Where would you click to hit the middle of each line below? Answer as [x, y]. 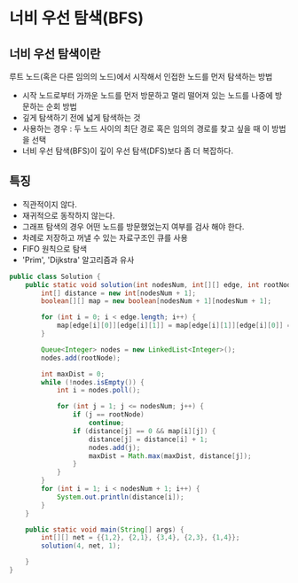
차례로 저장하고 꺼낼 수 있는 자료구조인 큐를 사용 [105, 237]
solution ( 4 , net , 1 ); [81, 546]
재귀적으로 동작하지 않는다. [68, 215]
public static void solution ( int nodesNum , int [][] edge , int [142, 284]
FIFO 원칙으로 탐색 [54, 248]
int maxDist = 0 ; [73, 374]
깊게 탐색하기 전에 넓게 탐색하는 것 [81, 117]
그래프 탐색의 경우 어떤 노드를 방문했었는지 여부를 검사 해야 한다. [133, 226]
